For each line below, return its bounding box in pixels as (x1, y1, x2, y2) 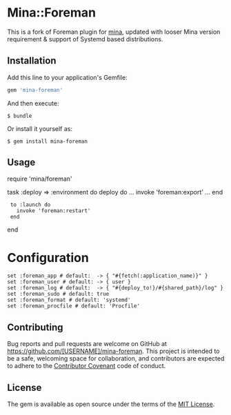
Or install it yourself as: (7, 124, 72, 132)
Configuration (7, 250, 90, 265)
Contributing (7, 321, 63, 333)
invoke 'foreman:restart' (16, 207, 91, 214)
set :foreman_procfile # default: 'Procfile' (7, 303, 140, 310)
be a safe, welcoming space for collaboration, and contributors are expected (7, 354, 225, 363)
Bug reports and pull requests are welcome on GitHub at (7, 340, 168, 348)
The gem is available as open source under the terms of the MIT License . (7, 400, 215, 408)
